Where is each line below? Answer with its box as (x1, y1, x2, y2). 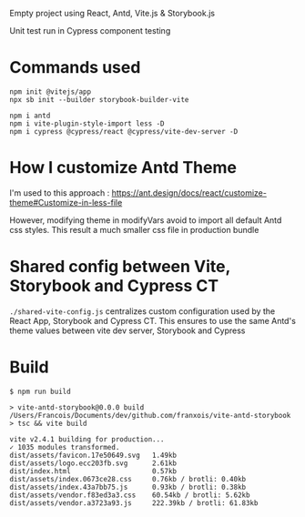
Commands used (9, 57, 141, 78)
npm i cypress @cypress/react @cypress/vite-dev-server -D (9, 127, 239, 136)
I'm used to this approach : (9, 187, 110, 198)
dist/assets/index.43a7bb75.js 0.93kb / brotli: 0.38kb (9, 482, 247, 492)
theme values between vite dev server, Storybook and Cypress (9, 325, 246, 336)
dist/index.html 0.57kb (9, 466, 178, 476)
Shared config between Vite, (9, 257, 230, 277)
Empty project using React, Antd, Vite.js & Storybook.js (9, 8, 216, 18)
